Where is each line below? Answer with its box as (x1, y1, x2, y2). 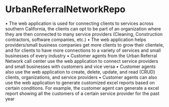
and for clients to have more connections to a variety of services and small (5, 47, 161, 53)
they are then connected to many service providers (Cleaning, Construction (5, 31, 163, 37)
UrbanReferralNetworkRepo (5, 4, 125, 15)
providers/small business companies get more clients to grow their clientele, (5, 42, 164, 48)
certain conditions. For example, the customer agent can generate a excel (5, 85, 159, 91)
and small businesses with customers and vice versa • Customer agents (5, 63, 156, 69)
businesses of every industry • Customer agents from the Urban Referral (5, 52, 157, 59)
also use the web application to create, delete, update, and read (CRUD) (5, 68, 155, 75)
